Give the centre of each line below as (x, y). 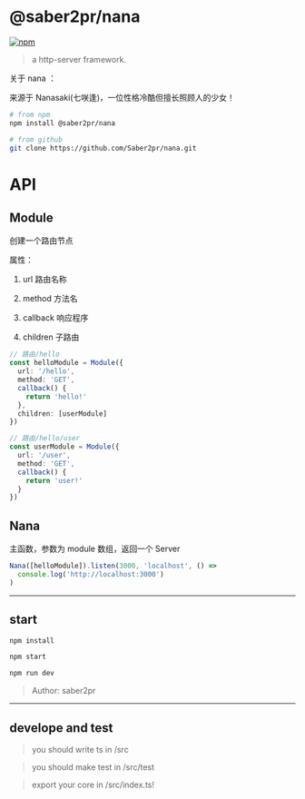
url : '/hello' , (46, 371)
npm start (28, 657)
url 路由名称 (44, 280)
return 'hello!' (57, 397)
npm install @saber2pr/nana (63, 123)
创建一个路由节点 (41, 241)
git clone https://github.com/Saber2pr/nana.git (103, 148)
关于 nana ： (33, 78)
